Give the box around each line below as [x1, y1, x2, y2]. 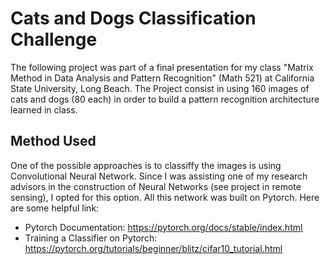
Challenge [10, 28, 98, 51]
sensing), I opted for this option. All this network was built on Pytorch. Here [10, 191, 320, 203]
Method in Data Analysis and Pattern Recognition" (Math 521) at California [10, 72, 315, 84]
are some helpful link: [10, 202, 100, 214]
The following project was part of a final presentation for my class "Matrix [10, 61, 314, 73]
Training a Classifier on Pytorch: [24, 232, 158, 244]
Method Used [10, 133, 97, 150]
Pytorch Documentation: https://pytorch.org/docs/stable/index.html [24, 221, 303, 233]
